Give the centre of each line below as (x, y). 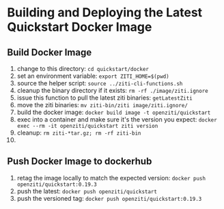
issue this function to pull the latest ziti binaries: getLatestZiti (104, 98)
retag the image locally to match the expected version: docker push (111, 178)
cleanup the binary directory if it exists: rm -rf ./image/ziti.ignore (112, 90)
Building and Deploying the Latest (105, 13)
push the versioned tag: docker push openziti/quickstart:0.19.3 (109, 198)
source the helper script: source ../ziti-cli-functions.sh (100, 83)
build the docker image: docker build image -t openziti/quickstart (114, 112)
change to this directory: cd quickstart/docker (83, 69)
